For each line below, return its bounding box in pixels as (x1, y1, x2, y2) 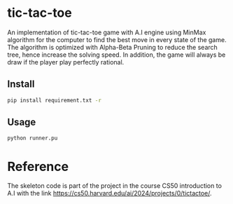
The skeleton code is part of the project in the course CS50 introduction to (7, 182, 223, 190)
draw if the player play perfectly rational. (7, 57, 125, 66)
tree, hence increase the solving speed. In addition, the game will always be (7, 50, 226, 59)
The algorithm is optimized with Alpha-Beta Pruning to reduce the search (7, 43, 218, 51)
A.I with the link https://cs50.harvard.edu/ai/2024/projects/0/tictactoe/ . (7, 189, 212, 198)
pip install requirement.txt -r (7, 97, 101, 104)
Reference (7, 158, 69, 175)
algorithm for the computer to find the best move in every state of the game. (7, 35, 227, 43)
